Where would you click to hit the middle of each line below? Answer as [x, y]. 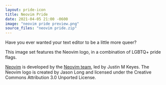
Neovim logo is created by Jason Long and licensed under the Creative [78, 72]
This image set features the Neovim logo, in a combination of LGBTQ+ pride [83, 52]
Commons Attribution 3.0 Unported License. [51, 78]
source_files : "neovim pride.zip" [41, 28]
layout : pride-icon [25, 10]
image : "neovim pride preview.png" [42, 24]
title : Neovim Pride [27, 14]
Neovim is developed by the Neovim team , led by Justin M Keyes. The [77, 67]
